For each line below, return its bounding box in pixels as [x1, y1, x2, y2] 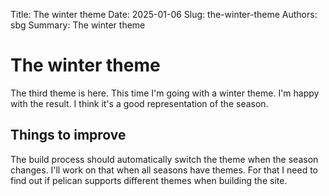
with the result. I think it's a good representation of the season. [10, 97, 269, 109]
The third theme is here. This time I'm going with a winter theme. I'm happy [10, 87, 320, 99]
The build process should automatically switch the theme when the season [10, 153, 319, 165]
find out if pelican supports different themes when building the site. [10, 174, 288, 186]
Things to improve [10, 127, 127, 144]
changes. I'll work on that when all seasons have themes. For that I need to [10, 164, 318, 176]
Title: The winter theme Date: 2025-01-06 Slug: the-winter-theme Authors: [10, 9, 318, 20]
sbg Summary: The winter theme [10, 19, 146, 31]
